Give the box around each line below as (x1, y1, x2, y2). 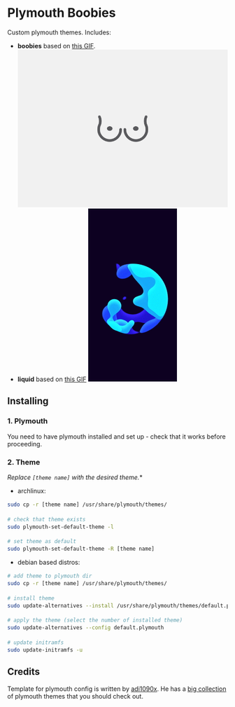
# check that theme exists (7, 516, 86, 523)
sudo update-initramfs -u (7, 646, 83, 653)
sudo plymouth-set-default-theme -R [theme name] (7, 545, 155, 553)
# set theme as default (7, 538, 77, 545)
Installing (7, 395, 49, 407)
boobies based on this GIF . (17, 41, 96, 50)
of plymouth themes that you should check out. (7, 692, 143, 700)
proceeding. (7, 439, 43, 448)
